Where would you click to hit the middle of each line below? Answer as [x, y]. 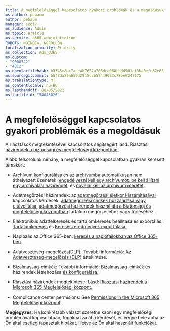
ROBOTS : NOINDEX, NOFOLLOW [34, 43]
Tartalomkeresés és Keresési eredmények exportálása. [70, 227]
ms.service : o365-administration [40, 38]
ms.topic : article [25, 33]
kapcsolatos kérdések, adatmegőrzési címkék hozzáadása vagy [79, 201]
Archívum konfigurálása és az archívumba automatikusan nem [77, 175]
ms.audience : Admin [26, 29]
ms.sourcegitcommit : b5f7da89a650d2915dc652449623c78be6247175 [73, 76]
